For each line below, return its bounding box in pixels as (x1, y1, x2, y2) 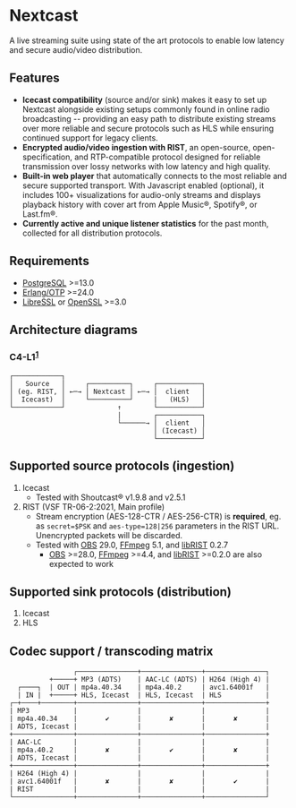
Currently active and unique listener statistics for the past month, (21, 218, 269, 228)
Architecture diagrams (9, 322, 139, 337)
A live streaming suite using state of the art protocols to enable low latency (9, 35, 284, 46)
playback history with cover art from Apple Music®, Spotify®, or (21, 199, 258, 210)
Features (9, 71, 60, 86)
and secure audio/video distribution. (9, 44, 143, 55)
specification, (21, 151, 73, 162)
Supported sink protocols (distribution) (9, 584, 233, 599)
